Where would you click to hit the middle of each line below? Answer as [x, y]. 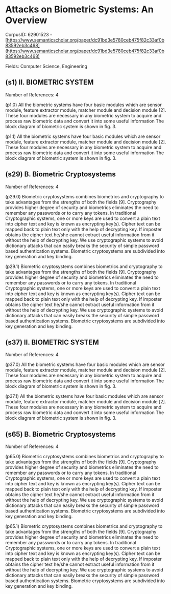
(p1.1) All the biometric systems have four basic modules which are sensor [83, 136]
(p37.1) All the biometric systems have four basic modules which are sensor [84, 396]
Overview [26, 20]
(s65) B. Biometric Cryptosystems [60, 434]
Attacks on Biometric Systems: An [80, 9]
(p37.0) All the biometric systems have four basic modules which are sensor [85, 364]
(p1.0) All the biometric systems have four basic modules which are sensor [83, 105]
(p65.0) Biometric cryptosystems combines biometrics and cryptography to [85, 457]
